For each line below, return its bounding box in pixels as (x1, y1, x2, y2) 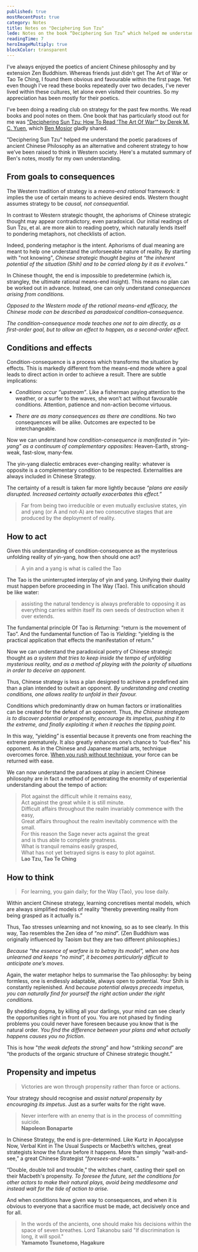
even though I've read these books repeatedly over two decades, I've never (6, 82, 190, 89)
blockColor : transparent (6, 47, 68, 53)
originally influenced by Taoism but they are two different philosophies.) (6, 936, 181, 943)
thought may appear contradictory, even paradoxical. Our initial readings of (6, 217, 189, 224)
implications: (6, 377, 38, 385)
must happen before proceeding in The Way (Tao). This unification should (6, 582, 186, 589)
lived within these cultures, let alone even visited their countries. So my (6, 88, 179, 95)
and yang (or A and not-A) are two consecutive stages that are (21, 508, 173, 515)
